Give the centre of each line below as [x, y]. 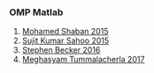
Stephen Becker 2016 [61, 50]
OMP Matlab [36, 12]
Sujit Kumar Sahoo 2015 [65, 40]
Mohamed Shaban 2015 [65, 32]
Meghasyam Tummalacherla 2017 [83, 60]
